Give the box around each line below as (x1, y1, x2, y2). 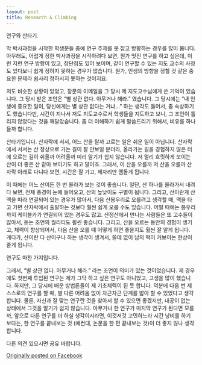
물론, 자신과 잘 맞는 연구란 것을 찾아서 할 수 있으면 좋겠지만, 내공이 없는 (24, 296, 191, 304)
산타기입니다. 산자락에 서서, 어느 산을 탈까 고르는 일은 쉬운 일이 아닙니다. (6, 138, 177, 145)
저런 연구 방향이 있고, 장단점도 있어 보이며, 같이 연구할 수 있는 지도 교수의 (12, 60, 185, 67)
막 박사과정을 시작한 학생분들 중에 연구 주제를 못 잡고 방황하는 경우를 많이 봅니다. (6, 45, 196, 52)
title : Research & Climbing (6, 14, 77, 20)
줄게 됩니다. (6, 241, 34, 248)
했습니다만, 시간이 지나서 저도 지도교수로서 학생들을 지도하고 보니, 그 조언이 (12, 110, 190, 117)
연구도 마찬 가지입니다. (6, 254, 60, 261)
